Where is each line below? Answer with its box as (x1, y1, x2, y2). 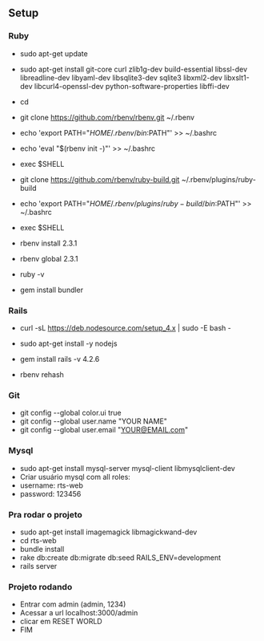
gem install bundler (19, 285, 84, 294)
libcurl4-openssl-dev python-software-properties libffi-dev (34, 81, 230, 91)
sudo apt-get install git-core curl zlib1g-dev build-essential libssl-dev (19, 64, 248, 74)
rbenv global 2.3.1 (19, 254, 78, 263)
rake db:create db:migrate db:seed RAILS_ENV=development (19, 553, 222, 562)
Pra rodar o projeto (8, 509, 82, 520)
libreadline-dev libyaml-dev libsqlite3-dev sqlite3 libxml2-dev (19, 72, 222, 83)
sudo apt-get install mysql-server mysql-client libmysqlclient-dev (19, 463, 236, 473)
